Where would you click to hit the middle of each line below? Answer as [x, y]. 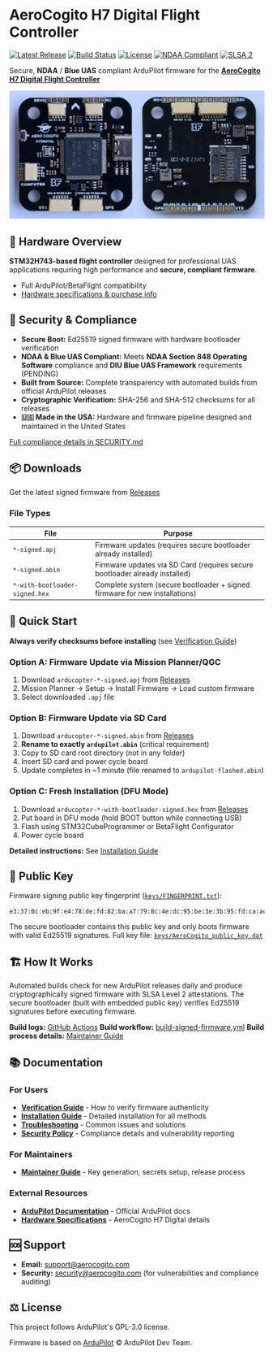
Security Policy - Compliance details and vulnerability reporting [128, 1133]
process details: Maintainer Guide [66, 1036]
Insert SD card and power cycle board [84, 762]
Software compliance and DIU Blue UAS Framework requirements [132, 365]
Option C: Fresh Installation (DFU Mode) [89, 792]
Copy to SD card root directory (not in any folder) [103, 753]
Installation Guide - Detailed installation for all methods [113, 1116]
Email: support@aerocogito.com [75, 1265]
